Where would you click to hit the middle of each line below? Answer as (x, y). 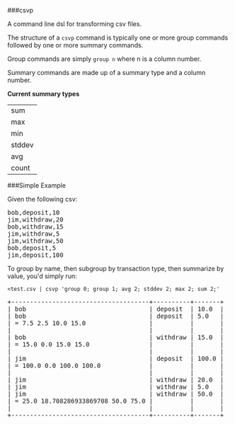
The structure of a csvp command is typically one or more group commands (118, 38)
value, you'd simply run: (42, 276)
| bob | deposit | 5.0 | (116, 316)
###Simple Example (36, 185)
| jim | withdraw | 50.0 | (116, 394)
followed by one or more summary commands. (75, 45)
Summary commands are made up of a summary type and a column (107, 73)
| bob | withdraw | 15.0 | (116, 337)
